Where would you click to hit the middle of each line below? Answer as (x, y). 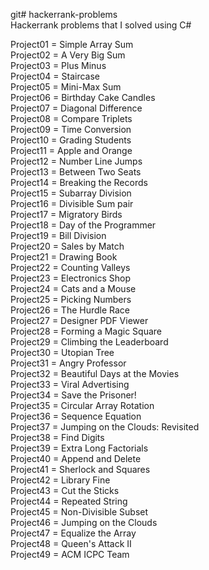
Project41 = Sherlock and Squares (80, 469)
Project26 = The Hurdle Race (70, 310)
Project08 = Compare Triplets (71, 118)
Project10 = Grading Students (71, 140)
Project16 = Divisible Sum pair (72, 203)
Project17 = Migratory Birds (66, 214)
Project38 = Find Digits (57, 437)
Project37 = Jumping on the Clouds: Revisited (105, 427)
